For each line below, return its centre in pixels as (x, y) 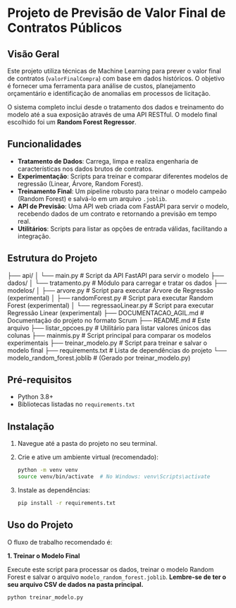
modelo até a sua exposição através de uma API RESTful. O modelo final (112, 115)
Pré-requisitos (40, 380)
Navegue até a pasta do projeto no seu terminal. (87, 444)
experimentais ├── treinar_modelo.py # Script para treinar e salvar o (107, 343)
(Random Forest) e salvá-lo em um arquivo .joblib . (92, 198)
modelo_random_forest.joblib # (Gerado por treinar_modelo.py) (99, 358)
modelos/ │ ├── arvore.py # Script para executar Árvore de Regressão (110, 290)
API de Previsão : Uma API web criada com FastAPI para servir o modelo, (123, 206)
